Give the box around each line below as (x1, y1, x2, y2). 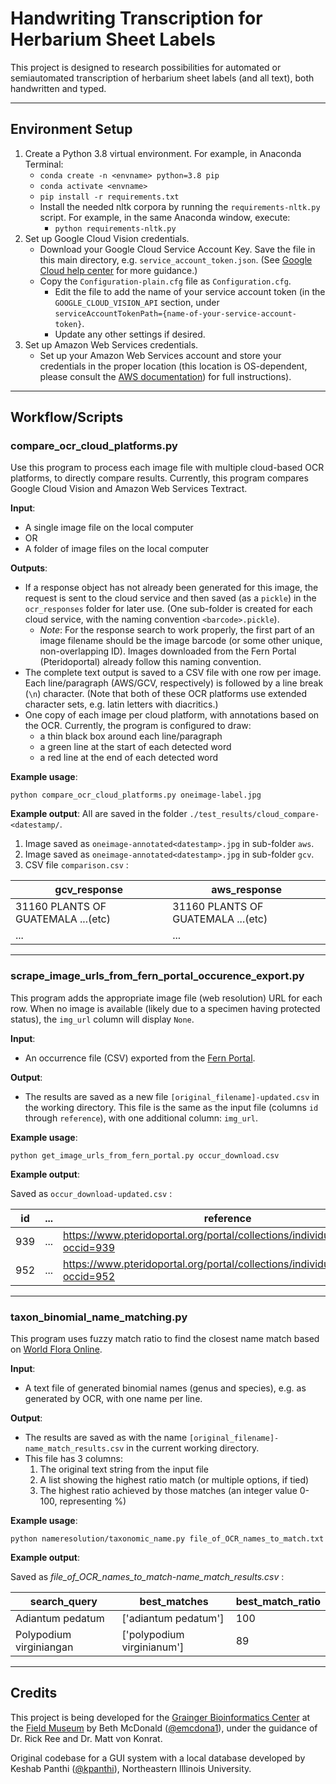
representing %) (59, 1495, 127, 1507)
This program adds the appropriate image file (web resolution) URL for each (10, 992, 323, 1004)
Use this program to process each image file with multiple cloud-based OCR (10, 462, 325, 474)
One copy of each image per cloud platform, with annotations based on (24, 709, 320, 721)
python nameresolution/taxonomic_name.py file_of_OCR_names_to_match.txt (10, 1534, 325, 1544)
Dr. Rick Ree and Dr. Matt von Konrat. (10, 1732, 163, 1744)
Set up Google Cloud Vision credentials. (24, 232, 190, 244)
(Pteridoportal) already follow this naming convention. (39, 656, 262, 668)
